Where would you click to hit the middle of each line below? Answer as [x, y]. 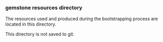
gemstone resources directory [44, 8]
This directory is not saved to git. [40, 34]
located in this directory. [31, 24]
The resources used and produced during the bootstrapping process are [82, 19]
